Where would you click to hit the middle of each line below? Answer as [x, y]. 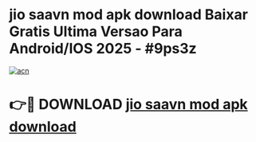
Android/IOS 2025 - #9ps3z [103, 49]
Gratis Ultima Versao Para [96, 32]
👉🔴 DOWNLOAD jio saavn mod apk [128, 105]
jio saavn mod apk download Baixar [128, 15]
